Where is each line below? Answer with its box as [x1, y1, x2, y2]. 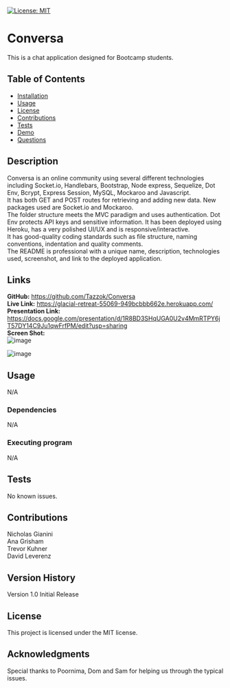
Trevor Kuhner [7, 545, 48, 553]
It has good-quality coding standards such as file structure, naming [7, 232, 198, 240]
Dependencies [7, 405, 57, 415]
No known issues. [7, 492, 58, 500]
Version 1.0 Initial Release [7, 590, 79, 598]
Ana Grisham [7, 537, 44, 545]
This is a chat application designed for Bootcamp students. [7, 53, 174, 61]
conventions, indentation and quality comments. [7, 240, 143, 248]
